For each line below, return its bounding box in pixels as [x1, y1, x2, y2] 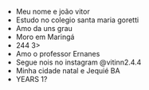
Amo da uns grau [15, 24, 73, 33]
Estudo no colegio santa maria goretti [15, 15, 139, 25]
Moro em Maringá [15, 32, 75, 41]
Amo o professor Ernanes [15, 49, 100, 58]
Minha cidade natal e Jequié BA [15, 66, 121, 75]
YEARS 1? [15, 75, 48, 84]
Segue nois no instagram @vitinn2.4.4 [15, 57, 142, 67]
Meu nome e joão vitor [15, 7, 90, 16]
